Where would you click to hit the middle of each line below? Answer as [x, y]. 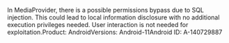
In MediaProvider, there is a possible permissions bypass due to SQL [105, 10]
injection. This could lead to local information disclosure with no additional [113, 17]
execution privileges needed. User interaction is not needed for [98, 25]
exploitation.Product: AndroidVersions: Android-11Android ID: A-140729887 [115, 32]
